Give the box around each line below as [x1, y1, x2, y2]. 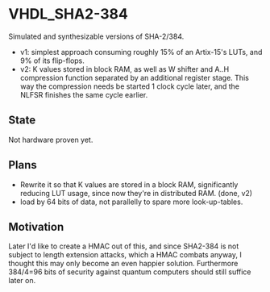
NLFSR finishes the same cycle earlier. [19, 90, 148, 99]
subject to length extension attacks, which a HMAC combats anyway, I [8, 250, 242, 260]
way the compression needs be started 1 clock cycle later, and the [19, 81, 240, 91]
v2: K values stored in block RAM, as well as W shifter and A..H [19, 64, 230, 73]
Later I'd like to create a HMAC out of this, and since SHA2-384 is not [8, 241, 239, 251]
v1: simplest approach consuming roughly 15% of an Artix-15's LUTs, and [19, 47, 263, 56]
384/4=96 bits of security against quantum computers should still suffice [8, 267, 251, 277]
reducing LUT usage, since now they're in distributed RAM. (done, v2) [19, 188, 252, 198]
